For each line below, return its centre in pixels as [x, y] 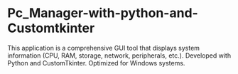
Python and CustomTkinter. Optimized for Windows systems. [96, 63]
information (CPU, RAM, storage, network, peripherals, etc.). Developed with [119, 55]
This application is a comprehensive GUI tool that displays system [104, 48]
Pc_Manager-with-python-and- [103, 13]
